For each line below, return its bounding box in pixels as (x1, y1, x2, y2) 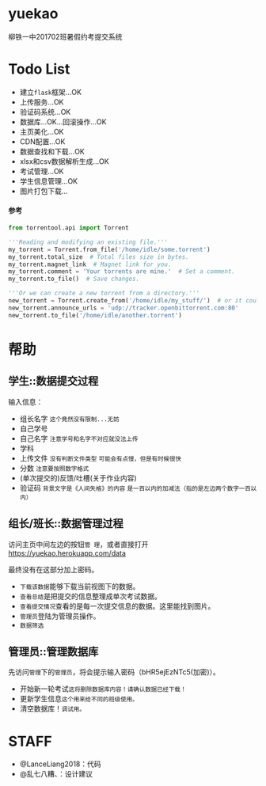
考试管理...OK (19, 166, 65, 176)
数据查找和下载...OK (19, 146, 85, 156)
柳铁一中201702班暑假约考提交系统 (8, 32, 123, 41)
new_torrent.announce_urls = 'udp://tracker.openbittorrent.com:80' (8, 304, 239, 312)
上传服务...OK (19, 97, 65, 107)
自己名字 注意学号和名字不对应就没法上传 (19, 433, 139, 443)
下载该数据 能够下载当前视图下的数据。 (19, 581, 140, 590)
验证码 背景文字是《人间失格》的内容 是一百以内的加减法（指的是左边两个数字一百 (19, 483, 251, 492)
